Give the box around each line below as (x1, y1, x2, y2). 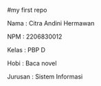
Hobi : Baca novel (7, 59, 57, 67)
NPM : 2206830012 (7, 32, 63, 41)
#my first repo (7, 6, 47, 14)
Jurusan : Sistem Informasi (7, 72, 83, 80)
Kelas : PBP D (7, 46, 46, 54)
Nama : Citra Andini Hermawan (7, 19, 95, 27)
